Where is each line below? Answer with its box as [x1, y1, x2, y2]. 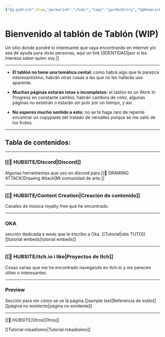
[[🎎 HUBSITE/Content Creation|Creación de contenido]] [5, 192, 140, 199]
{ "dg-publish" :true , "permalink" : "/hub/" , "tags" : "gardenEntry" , [5, 7, 137, 12]
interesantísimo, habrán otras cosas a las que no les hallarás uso [12, 74, 143, 80]
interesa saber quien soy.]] [5, 55, 59, 61]
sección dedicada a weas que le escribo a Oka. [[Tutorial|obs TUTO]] [5, 231, 146, 237]
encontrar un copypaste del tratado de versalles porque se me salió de [12, 114, 156, 120]
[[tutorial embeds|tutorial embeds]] [5, 236, 76, 242]
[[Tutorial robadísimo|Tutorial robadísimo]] [5, 326, 91, 332]
